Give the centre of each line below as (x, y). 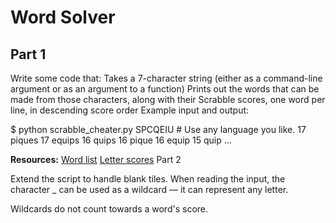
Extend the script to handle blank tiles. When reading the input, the (148, 179)
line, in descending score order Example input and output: (130, 110)
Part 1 (28, 54)
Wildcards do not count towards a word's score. (109, 209)
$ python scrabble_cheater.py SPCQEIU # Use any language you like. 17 (158, 129)
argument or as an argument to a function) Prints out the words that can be (165, 89)
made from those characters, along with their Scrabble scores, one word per (168, 99)
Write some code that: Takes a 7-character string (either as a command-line (166, 78)
